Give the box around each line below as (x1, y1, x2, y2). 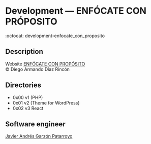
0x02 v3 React (12, 105, 44, 111)
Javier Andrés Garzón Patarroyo (5, 133, 73, 139)
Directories (5, 81, 42, 90)
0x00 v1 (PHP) (12, 94, 43, 100)
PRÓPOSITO (5, 16, 57, 27)
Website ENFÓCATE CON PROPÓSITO (5, 61, 85, 67)
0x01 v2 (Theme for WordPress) (12, 99, 80, 106)
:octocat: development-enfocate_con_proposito (5, 32, 105, 39)
